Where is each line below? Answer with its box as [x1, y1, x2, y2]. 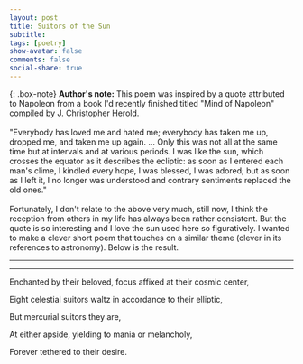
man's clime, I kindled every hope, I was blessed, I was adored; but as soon [9, 164, 290, 176]
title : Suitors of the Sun [9, 22, 111, 31]
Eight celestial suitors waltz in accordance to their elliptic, [9, 294, 224, 304]
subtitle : [9, 30, 47, 39]
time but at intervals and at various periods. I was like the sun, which [9, 145, 264, 156]
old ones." [9, 184, 47, 195]
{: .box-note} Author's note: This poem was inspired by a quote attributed [9, 88, 286, 99]
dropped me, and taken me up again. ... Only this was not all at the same [9, 136, 278, 147]
